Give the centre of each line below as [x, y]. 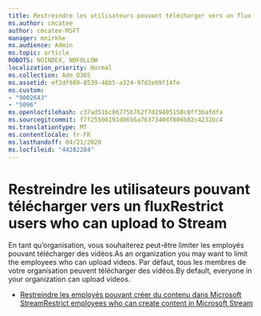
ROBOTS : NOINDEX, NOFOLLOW [53, 61]
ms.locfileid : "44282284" [51, 150]
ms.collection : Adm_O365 [49, 75]
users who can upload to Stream [118, 223]
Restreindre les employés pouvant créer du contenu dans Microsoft [130, 295]
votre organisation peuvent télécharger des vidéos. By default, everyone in [130, 271]
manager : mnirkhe [37, 38]
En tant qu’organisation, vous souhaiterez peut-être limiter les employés [127, 246]
